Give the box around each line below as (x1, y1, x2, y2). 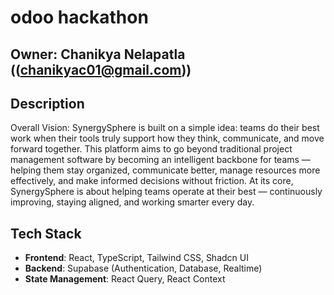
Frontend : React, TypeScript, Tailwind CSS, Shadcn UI (24, 252, 249, 264)
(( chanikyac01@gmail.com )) (10, 61, 192, 78)
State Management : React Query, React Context (24, 273, 226, 285)
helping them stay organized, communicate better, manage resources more (10, 164, 321, 176)
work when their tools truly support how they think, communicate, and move (10, 132, 325, 145)
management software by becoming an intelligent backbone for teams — (10, 154, 311, 166)
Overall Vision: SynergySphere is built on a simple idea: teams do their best (10, 122, 320, 134)
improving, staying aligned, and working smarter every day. (10, 196, 255, 208)
